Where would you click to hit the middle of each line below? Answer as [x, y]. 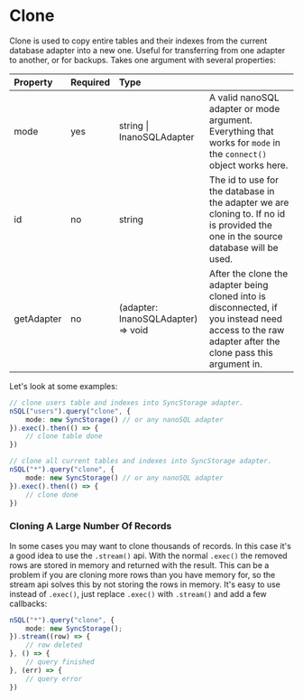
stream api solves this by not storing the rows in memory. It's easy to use [145, 584]
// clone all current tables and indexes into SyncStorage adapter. [141, 462]
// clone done [52, 495]
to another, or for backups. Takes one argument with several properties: [143, 60]
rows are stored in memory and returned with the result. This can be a [139, 565]
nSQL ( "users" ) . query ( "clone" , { [70, 411]
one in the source [246, 236]
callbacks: [28, 603]
